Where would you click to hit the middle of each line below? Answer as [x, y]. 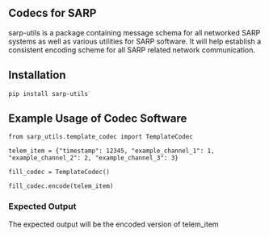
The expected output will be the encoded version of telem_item [114, 224]
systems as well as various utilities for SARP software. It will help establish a [135, 41]
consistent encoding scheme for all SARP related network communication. [132, 50]
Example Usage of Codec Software [98, 119]
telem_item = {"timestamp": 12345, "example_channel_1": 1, [112, 151]
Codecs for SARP [53, 13]
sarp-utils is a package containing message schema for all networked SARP [134, 32]
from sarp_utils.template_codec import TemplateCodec [101, 137]
